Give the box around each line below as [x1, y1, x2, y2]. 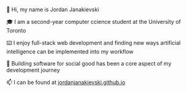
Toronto [6, 27, 26, 34]
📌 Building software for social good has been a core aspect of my [6, 60, 172, 67]
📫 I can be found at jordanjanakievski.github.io [6, 79, 126, 86]
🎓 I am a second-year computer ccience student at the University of [6, 18, 181, 25]
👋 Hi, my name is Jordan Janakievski [6, 6, 99, 13]
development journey [6, 66, 60, 74]
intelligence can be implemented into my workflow [6, 48, 134, 55]
